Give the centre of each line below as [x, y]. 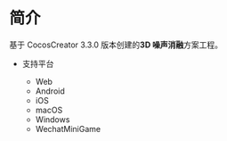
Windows [53, 119]
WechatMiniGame [68, 129]
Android [50, 91]
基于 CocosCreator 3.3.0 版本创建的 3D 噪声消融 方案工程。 [116, 45]
